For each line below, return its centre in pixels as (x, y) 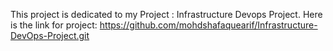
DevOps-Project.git (50, 35)
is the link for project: (54, 25)
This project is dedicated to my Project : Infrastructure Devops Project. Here (166, 14)
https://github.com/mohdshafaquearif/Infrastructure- (208, 25)
